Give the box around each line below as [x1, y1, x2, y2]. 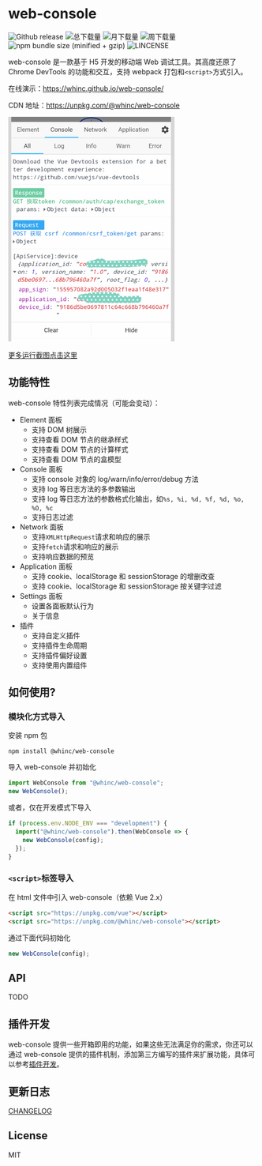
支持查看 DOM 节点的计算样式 [31, 444, 129, 454]
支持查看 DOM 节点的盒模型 [31, 454, 122, 464]
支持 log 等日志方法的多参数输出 [31, 483, 136, 494]
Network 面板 [19, 522, 65, 532]
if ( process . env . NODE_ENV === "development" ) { [8, 819, 168, 828]
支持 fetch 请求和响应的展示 [31, 542, 119, 551]
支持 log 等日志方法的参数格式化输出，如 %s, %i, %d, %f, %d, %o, [31, 494, 245, 503]
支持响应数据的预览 [31, 551, 95, 561]
